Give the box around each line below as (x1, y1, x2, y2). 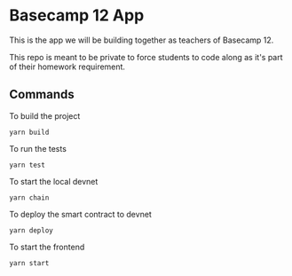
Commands (9, 87, 75, 102)
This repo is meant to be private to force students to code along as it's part (9, 51, 283, 62)
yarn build (9, 128, 50, 137)
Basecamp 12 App (9, 5, 145, 26)
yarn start (9, 258, 50, 267)
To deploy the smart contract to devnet (9, 209, 153, 219)
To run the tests (9, 143, 67, 154)
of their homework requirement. (9, 61, 126, 72)
